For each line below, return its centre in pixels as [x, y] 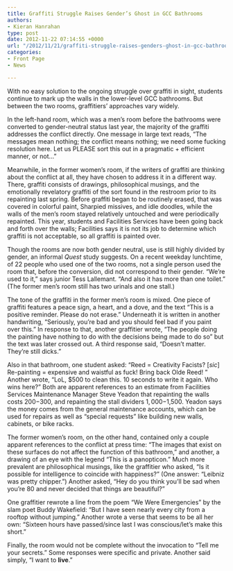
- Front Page [26, 59]
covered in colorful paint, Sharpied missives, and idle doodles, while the [110, 206]
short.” [17, 531]
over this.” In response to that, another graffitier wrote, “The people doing [112, 329]
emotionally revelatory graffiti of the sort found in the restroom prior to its [112, 191]
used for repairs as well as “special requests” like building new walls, [105, 416]
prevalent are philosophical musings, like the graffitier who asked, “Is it [108, 466]
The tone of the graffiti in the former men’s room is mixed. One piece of [109, 300]
